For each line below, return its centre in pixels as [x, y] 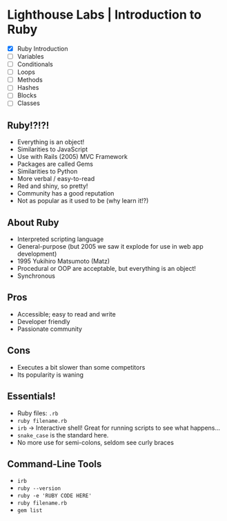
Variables [30, 56]
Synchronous [36, 276]
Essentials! [31, 396]
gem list [30, 511]
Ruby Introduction [42, 48]
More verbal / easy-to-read [56, 179]
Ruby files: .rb [38, 413]
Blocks [27, 95]
